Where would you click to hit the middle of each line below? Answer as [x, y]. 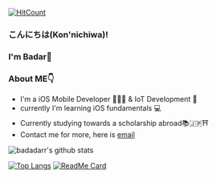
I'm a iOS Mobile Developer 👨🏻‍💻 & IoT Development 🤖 [108, 99]
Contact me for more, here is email [77, 135]
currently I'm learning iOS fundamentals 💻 [91, 108]
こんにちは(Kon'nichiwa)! [58, 34]
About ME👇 [31, 79]
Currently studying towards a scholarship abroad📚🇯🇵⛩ [114, 123]
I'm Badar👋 [30, 56]
